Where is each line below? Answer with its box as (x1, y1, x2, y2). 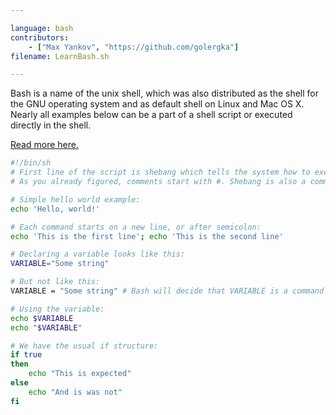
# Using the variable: (10, 304, 105, 314)
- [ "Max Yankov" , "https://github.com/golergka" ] (28, 42, 240, 52)
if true (10, 350, 43, 360)
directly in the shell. (10, 119, 92, 131)
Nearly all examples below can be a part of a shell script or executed (10, 109, 293, 121)
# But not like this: (10, 277, 101, 287)
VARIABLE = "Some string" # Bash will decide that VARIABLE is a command (10, 286, 325, 296)
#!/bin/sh (10, 158, 52, 168)
